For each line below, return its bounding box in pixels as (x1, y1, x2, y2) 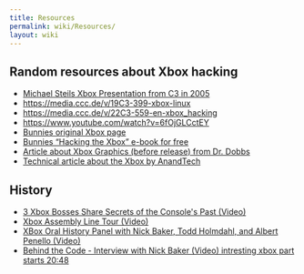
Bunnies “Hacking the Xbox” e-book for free (22, 137, 189, 147)
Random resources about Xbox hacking (9, 64, 238, 79)
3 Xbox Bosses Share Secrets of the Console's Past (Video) (22, 207, 247, 217)
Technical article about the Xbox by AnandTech (22, 156, 201, 167)
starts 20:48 (22, 255, 70, 265)
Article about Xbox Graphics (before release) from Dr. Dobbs (22, 147, 250, 157)
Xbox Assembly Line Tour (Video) (22, 216, 149, 227)
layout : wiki (9, 30, 59, 39)
